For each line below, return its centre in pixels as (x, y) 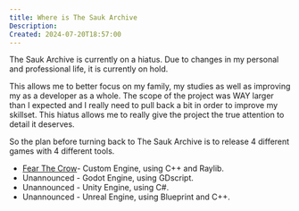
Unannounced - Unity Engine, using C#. (96, 188)
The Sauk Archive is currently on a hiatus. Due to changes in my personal (144, 60)
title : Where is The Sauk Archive (74, 17)
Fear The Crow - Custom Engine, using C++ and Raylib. (123, 169)
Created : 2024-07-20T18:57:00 (66, 34)
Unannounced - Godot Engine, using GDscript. (108, 178)
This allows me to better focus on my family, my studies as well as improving (150, 87)
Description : (33, 26)
